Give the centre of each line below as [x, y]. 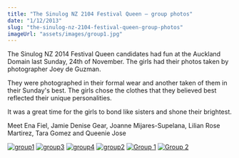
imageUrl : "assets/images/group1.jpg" [65, 34]
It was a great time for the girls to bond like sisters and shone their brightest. [119, 112]
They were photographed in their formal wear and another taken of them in [117, 83]
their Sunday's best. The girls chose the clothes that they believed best [112, 90]
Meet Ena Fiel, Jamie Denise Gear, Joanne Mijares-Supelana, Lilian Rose [114, 126]
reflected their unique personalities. [60, 98]
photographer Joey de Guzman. [54, 69]
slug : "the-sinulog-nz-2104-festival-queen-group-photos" [95, 27]
